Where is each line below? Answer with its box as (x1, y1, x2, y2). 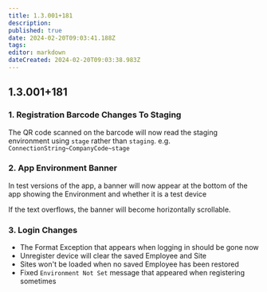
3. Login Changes (8, 224, 78, 236)
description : (8, 19, 52, 27)
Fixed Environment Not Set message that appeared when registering (19, 268, 245, 278)
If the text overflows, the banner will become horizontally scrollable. (8, 204, 231, 214)
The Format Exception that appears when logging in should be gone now (19, 243, 259, 252)
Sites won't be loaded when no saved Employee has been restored (19, 259, 239, 269)
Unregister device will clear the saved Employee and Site (19, 251, 207, 261)
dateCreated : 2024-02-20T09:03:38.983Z (8, 56, 141, 64)
